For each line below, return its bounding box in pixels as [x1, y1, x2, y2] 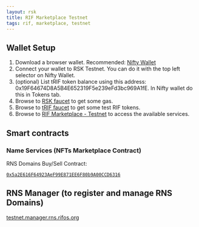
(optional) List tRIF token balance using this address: [15, 78, 147, 86]
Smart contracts [6, 128, 69, 138]
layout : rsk [6, 8, 36, 15]
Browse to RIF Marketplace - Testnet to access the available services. [15, 110, 190, 118]
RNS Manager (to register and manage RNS [6, 188, 173, 198]
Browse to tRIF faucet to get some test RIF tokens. [15, 104, 141, 111]
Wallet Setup [6, 42, 56, 53]
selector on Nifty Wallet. [15, 72, 76, 79]
